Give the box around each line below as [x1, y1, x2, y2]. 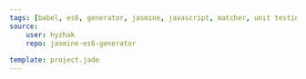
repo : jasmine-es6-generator [25, 38, 137, 48]
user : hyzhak [25, 30, 76, 39]
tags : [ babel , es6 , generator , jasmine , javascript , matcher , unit [9, 13, 271, 23]
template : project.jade [9, 55, 100, 64]
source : [9, 22, 39, 31]
